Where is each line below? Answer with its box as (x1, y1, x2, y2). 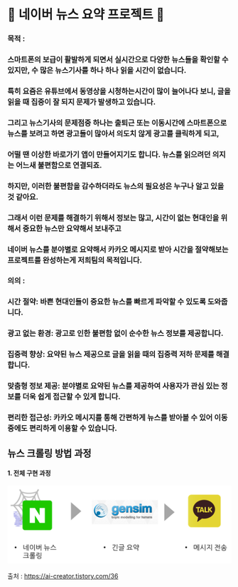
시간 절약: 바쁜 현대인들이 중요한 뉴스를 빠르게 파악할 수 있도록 (7, 297, 206, 307)
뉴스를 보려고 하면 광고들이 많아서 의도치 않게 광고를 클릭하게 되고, (7, 128, 220, 138)
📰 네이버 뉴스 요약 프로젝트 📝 (7, 6, 165, 23)
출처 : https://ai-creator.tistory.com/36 (7, 571, 119, 580)
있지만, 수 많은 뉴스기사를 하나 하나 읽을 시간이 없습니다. (7, 66, 187, 76)
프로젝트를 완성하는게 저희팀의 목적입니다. (7, 255, 143, 265)
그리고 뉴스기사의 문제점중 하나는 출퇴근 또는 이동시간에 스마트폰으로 (7, 118, 227, 128)
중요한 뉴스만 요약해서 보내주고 (22, 223, 122, 233)
